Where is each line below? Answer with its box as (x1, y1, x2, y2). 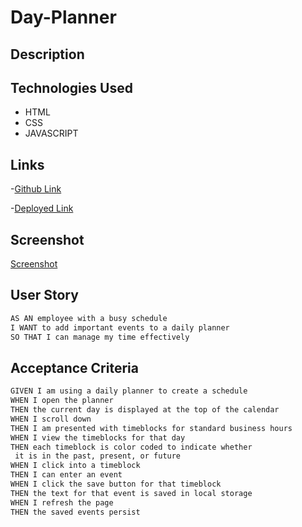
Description (10, 46, 85, 63)
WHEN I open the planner (10, 396, 114, 406)
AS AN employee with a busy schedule (10, 313, 168, 323)
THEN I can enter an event (10, 470, 123, 480)
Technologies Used (10, 79, 133, 96)
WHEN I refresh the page (10, 497, 114, 508)
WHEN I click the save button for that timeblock (10, 479, 222, 490)
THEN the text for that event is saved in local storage (10, 488, 253, 498)
